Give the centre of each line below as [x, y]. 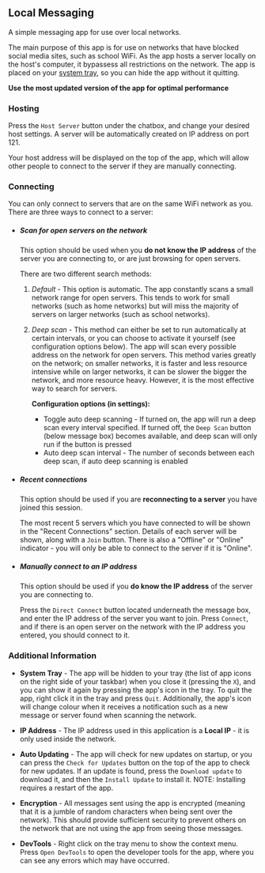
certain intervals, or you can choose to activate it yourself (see [133, 338]
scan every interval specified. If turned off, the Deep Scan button [147, 428]
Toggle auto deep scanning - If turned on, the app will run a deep [150, 419]
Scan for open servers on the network [83, 230]
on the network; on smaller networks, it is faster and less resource [139, 364]
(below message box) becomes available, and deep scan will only [150, 436]
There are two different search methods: [85, 274]
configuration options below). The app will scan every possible [134, 346]
